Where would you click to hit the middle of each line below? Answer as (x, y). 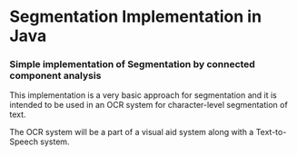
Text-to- (271, 132)
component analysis (55, 76)
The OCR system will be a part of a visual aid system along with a (132, 132)
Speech (24, 141)
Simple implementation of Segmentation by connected (133, 64)
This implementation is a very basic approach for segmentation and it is (143, 95)
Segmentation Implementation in (135, 17)
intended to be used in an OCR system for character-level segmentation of (148, 105)
